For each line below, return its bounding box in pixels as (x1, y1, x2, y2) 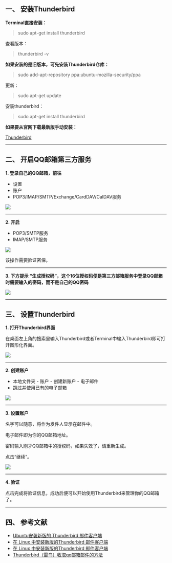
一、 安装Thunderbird (5, 5, 75, 14)
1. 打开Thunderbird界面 (5, 324, 55, 331)
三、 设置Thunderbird (5, 310, 75, 319)
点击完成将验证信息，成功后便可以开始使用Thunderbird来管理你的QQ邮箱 (5, 490, 160, 496)
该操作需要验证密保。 (5, 257, 50, 263)
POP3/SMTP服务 (12, 230, 49, 236)
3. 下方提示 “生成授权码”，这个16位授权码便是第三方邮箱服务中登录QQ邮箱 (5, 273, 163, 279)
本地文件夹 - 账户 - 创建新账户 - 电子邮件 (12, 378, 99, 385)
